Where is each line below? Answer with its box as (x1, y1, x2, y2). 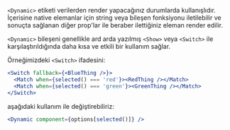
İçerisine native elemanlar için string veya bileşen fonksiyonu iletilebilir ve (7, 13, 221, 22)
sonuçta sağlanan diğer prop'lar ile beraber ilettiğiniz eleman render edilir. (7, 21, 224, 29)
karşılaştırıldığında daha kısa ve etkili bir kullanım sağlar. (7, 42, 171, 50)
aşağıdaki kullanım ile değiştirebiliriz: (7, 102, 115, 110)
